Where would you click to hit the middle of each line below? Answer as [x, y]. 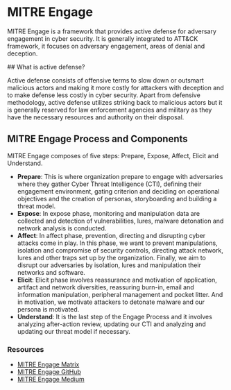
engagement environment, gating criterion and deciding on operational [118, 191]
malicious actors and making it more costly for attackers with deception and [115, 87]
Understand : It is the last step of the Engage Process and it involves [115, 316]
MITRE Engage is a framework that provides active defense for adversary [112, 31]
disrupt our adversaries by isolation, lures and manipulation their [109, 265]
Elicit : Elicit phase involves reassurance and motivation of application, [117, 280]
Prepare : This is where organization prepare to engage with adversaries [120, 176]
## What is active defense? [46, 67]
